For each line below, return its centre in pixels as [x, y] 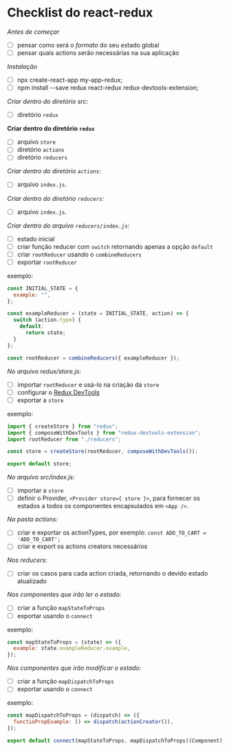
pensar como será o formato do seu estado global [88, 45]
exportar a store [40, 400]
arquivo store [36, 142]
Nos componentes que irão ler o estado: [64, 595]
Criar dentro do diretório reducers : [56, 198]
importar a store [40, 490]
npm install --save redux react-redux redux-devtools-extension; [108, 88]
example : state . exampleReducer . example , [72, 649]
